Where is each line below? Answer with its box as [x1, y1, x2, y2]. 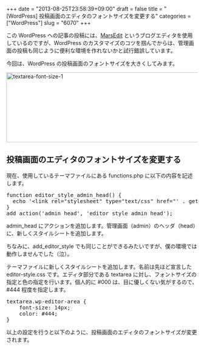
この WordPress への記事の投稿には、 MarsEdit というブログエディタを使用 [6, 32, 193, 39]
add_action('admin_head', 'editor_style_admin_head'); [6, 210, 173, 216]
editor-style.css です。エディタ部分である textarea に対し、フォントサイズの [6, 271, 197, 278]
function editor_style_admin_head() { [6, 192, 122, 198]
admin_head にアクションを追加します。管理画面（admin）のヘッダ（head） [6, 222, 196, 229]
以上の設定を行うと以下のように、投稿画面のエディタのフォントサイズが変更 [6, 328, 197, 336]
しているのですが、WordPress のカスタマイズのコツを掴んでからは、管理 [6, 40, 189, 46]
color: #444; [19, 310, 58, 317]
